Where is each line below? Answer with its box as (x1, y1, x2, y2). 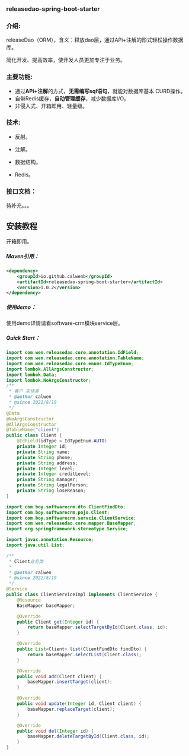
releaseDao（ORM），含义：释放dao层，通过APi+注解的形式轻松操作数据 (6, 36, 184, 43)
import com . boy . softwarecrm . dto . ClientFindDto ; (6, 504, 126, 510)
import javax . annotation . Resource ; (6, 537, 94, 543)
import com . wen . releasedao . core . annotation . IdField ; (6, 350, 139, 356)
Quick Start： (6, 334, 40, 341)
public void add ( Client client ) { (17, 673, 102, 679)
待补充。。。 (6, 202, 33, 209)
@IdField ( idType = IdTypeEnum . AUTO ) (17, 438, 108, 444)
